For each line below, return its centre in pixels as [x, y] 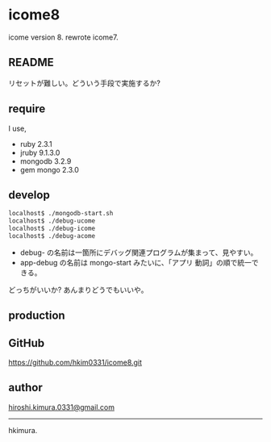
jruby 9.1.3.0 [40, 152]
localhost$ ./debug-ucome [52, 221]
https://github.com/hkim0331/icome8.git [75, 363]
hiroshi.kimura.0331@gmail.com [62, 407]
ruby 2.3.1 [36, 144]
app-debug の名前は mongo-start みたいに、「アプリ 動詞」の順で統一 [136, 262]
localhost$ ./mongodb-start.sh [61, 214]
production [37, 316]
